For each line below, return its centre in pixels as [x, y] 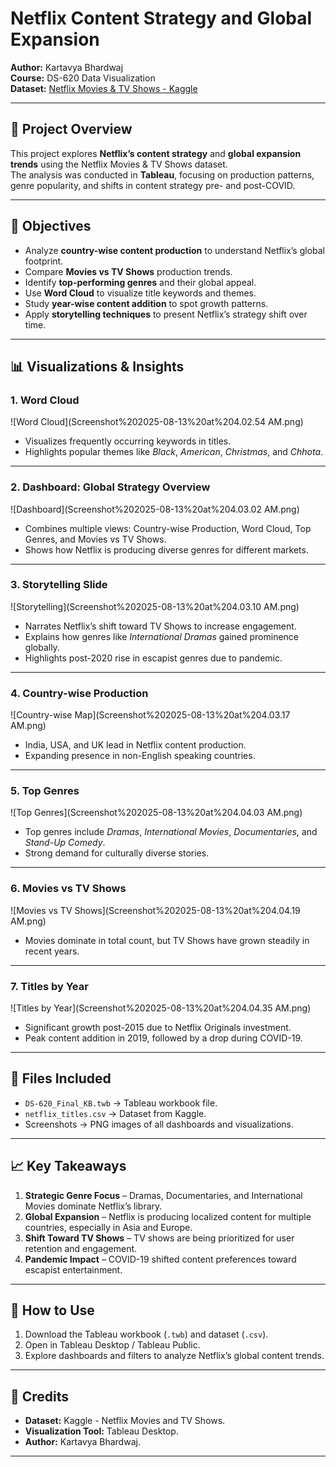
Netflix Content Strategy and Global [161, 18]
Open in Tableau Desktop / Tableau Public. [112, 1345]
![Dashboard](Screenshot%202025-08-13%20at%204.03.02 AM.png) [155, 509]
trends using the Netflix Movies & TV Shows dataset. [119, 164]
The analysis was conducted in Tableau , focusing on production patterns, [162, 174]
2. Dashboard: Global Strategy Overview [110, 487]
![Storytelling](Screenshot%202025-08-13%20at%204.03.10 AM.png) [155, 606]
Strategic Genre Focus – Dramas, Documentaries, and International [163, 1195]
